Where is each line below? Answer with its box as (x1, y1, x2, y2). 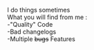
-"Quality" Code (7, 21, 53, 28)
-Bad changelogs (7, 27, 57, 36)
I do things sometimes (7, 6, 70, 14)
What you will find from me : (7, 13, 88, 21)
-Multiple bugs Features (7, 35, 76, 43)
